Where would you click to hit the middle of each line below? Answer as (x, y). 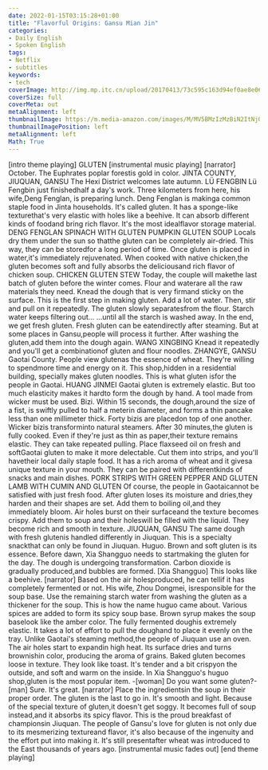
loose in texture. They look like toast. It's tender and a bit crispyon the (123, 664)
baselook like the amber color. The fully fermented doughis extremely (122, 622)
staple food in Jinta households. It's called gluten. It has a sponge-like (123, 206)
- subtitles (28, 68)
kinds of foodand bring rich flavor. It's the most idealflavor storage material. (132, 223)
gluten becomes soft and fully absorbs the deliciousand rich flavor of (122, 266)
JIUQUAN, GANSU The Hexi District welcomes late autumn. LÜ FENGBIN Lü (133, 181)
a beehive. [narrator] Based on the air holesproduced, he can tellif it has (126, 579)
